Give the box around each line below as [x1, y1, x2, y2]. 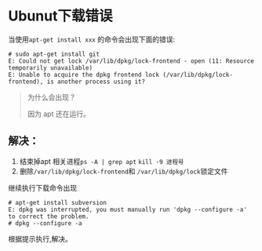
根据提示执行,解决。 [8, 234, 73, 243]
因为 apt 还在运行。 [27, 109, 90, 118]
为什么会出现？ [27, 92, 76, 102]
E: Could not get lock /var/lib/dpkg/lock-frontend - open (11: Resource [8, 56, 255, 65]
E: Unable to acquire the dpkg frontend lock [8, 71, 159, 78]
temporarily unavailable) [8, 64, 93, 71]
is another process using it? [46, 78, 146, 85]
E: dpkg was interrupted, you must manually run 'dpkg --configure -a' [8, 206, 247, 213]
